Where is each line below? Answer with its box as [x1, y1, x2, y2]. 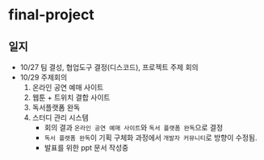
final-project [8, 6, 94, 24]
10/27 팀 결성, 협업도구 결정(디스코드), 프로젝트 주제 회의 [19, 63, 199, 72]
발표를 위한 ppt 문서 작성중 [44, 143, 129, 152]
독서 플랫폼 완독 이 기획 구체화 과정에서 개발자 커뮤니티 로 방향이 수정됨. [44, 133, 258, 142]
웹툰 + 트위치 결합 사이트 [31, 92, 111, 102]
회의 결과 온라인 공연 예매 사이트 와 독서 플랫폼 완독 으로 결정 [44, 123, 224, 132]
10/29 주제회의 [19, 72, 68, 82]
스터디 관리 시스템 [31, 113, 89, 122]
